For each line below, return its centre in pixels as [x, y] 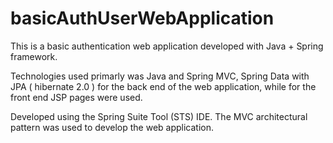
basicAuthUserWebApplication [142, 18]
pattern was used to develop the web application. [112, 127]
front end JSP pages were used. [76, 97]
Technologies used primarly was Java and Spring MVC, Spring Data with [160, 76]
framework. [34, 56]
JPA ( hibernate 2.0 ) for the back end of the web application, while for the [163, 86]
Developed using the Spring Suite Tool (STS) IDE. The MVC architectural [159, 116]
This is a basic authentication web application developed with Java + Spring [167, 46]
